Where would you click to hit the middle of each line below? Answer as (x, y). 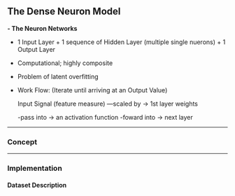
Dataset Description (37, 185)
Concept (22, 141)
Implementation (35, 169)
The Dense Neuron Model (64, 12)
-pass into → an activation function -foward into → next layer (105, 117)
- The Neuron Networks (42, 28)
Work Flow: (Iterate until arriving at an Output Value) (92, 90)
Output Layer (36, 49)
